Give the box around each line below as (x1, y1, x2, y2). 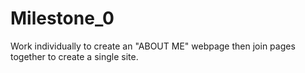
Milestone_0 (10, 7, 115, 30)
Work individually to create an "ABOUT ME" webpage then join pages (10, 40, 296, 52)
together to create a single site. (10, 50, 139, 62)
